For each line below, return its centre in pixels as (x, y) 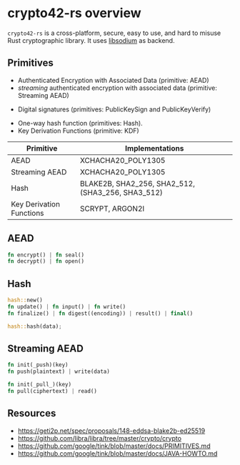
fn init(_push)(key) (38, 365)
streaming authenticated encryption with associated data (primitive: (117, 88)
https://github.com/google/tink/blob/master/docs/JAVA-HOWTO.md (117, 453)
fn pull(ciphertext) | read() (52, 391)
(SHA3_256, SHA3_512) (121, 192)
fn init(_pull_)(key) (40, 385)
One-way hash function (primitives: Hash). (80, 123)
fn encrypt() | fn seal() (46, 255)
